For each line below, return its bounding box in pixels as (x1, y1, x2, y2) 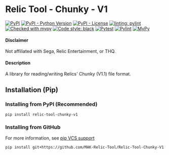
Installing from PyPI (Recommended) (5, 101, 98, 108)
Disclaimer (5, 37, 29, 43)
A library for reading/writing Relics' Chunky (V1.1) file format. (5, 71, 132, 77)
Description (5, 59, 31, 66)
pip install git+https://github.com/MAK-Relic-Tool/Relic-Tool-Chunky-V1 (5, 145, 164, 150)
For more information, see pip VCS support (5, 135, 95, 141)
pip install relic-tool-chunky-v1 (5, 112, 78, 117)
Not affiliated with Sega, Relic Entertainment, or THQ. (5, 48, 116, 54)
